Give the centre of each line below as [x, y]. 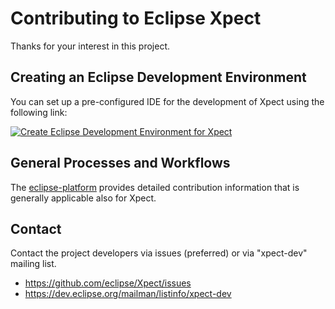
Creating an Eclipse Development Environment [158, 77]
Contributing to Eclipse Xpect [136, 18]
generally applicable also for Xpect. [83, 198]
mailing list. [33, 264]
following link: [39, 112]
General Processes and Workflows [120, 163]
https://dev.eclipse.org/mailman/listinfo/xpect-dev [128, 294]
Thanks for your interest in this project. [90, 46]
